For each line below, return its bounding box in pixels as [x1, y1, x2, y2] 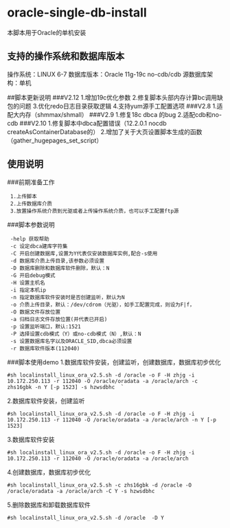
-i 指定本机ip [10, 287, 47, 294]
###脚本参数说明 [7, 220, 55, 228]
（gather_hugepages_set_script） [7, 136, 103, 144]
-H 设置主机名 [10, 279, 46, 286]
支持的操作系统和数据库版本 [7, 50, 125, 63]
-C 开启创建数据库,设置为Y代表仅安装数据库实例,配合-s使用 [10, 250, 158, 257]
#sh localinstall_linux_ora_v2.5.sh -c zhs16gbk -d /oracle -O [7, 481, 192, 489]
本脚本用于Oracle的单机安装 [7, 28, 87, 36]
